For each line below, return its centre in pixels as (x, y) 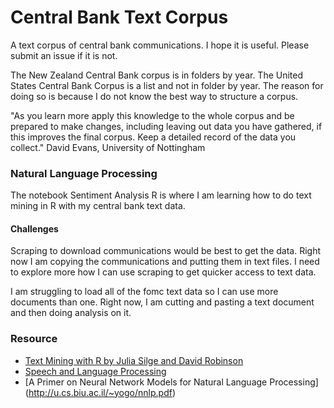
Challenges (34, 228)
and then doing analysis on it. (71, 313)
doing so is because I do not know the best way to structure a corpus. (154, 96)
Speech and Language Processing (95, 371)
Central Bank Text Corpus (119, 17)
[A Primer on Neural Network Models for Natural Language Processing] (171, 382)
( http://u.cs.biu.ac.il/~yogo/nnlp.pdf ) (100, 392)
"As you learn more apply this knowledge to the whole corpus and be (152, 115)
